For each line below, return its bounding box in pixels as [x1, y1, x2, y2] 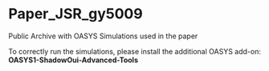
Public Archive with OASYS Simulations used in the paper [8, 31, 198, 41]
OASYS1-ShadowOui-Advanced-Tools [8, 55, 139, 65]
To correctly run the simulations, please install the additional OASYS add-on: [8, 46, 261, 56]
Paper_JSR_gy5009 [8, 5, 143, 23]
